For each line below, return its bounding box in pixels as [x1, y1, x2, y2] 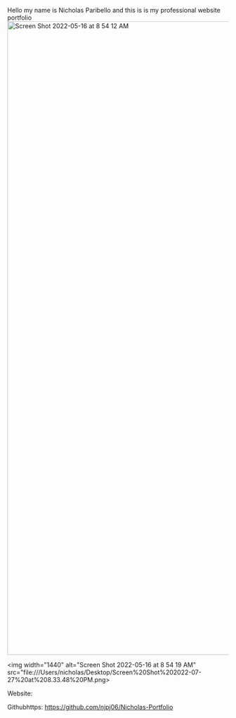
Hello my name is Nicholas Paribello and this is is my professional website [7, 6, 221, 14]
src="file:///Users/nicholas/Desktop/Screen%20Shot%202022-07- [7, 668, 202, 676]
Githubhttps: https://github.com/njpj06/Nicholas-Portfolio [7, 703, 173, 711]
